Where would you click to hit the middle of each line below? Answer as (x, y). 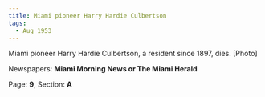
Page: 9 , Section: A (40, 84)
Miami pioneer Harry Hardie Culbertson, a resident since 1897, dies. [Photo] (133, 54)
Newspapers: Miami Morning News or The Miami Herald (103, 69)
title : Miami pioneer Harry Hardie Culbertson (88, 16)
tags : (17, 23)
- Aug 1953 (34, 30)
